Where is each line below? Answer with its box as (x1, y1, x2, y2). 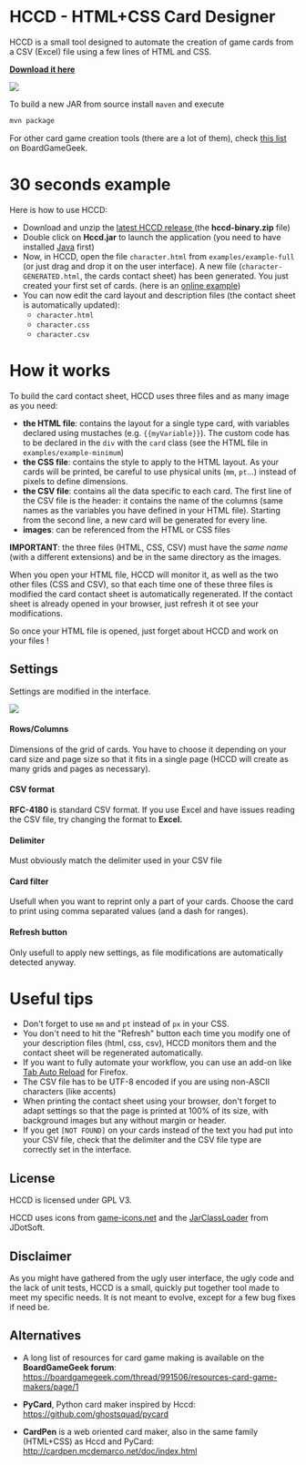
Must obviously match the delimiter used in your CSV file (9, 855, 223, 866)
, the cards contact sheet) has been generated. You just (80, 270, 289, 281)
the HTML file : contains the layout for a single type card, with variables (22, 417, 290, 429)
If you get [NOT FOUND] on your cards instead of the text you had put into (22, 1124, 293, 1135)
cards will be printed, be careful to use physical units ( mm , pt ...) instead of (22, 466, 297, 477)
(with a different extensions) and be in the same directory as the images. (9, 551, 282, 562)
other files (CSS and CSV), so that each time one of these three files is (9, 578, 273, 589)
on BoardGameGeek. (9, 142, 88, 153)
